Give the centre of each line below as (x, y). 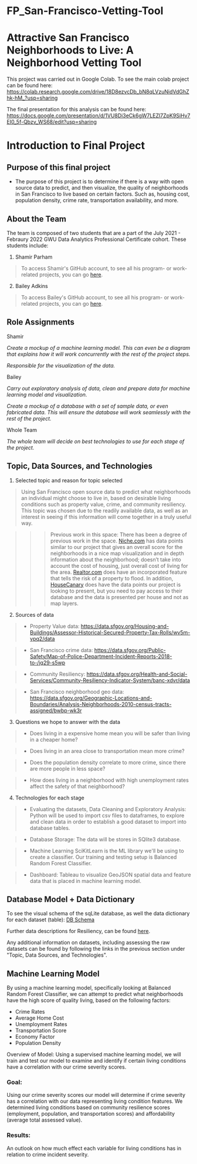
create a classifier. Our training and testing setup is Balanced (103, 857)
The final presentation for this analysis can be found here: (77, 110)
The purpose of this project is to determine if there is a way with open (99, 181)
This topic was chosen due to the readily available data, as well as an (104, 510)
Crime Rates (30, 1012)
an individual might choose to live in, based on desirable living (96, 498)
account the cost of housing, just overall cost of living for (119, 566)
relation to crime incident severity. (48, 1154)
